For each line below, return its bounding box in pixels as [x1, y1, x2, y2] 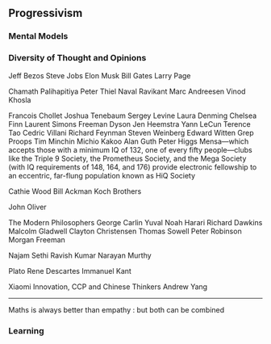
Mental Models [8, 31, 69, 42]
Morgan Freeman [8, 234, 66, 245]
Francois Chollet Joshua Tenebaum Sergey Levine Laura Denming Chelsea [8, 111, 257, 120]
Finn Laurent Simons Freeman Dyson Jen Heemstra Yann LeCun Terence [8, 119, 252, 128]
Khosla [8, 94, 31, 104]
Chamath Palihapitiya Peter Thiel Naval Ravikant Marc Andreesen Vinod [8, 86, 246, 96]
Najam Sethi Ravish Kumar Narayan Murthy [8, 250, 152, 260]
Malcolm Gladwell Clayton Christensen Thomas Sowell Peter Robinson [8, 226, 242, 236]
